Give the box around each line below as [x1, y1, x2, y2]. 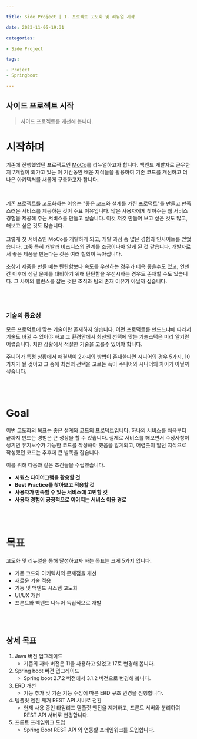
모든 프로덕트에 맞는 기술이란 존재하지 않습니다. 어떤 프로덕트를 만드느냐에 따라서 [6, 325, 192, 333]
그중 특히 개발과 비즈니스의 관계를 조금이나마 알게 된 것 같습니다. [23, 243, 171, 250]
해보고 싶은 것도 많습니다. [6, 222, 65, 229]
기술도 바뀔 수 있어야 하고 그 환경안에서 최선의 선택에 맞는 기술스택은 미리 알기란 [6, 333, 190, 340]
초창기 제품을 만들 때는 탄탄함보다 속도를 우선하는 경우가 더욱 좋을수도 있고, [6, 263, 179, 270]
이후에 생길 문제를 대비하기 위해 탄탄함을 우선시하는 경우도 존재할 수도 [12, 270, 172, 277]
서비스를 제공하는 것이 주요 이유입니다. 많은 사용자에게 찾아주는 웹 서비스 [21, 207, 188, 214]
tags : [6, 57, 19, 62]
